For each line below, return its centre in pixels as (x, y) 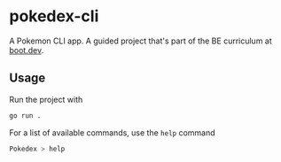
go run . (25, 116)
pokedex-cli (54, 16)
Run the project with (46, 99)
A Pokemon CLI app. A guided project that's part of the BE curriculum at (140, 41)
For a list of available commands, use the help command (112, 132)
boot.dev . (27, 50)
